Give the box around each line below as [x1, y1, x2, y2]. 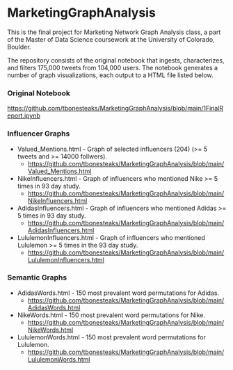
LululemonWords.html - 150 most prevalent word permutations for [17, 332, 207, 341]
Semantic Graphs [7, 273, 67, 282]
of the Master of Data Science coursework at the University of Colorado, [7, 35, 215, 43]
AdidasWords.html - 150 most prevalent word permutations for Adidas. [17, 289, 220, 297]
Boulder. [7, 42, 31, 51]
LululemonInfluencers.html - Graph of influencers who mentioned [17, 233, 205, 241]
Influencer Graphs [7, 129, 70, 138]
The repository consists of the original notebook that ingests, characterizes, [7, 56, 225, 64]
